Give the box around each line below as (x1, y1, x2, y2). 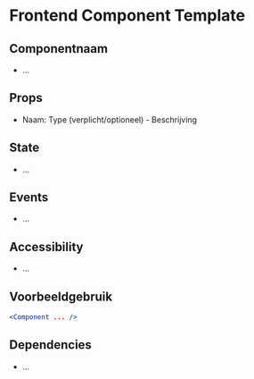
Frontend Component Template (9, 5, 246, 26)
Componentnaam (9, 41, 109, 56)
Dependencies (9, 337, 92, 353)
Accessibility (9, 239, 84, 255)
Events (9, 189, 49, 206)
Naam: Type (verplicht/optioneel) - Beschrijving (21, 114, 198, 125)
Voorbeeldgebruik (9, 289, 113, 304)
